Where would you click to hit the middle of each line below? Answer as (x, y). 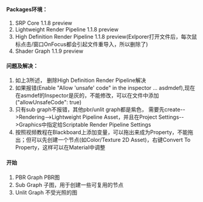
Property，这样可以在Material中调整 (60, 147)
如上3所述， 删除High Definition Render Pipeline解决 (81, 80)
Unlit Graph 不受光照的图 (46, 192)
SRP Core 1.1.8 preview (44, 23)
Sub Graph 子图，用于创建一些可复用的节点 (69, 184)
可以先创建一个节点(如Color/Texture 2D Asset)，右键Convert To (111, 140)
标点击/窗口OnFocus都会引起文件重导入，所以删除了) (81, 44)
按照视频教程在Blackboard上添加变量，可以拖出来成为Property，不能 (101, 132)
